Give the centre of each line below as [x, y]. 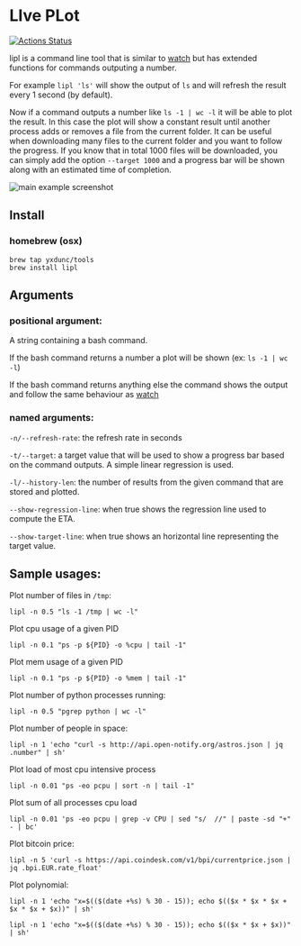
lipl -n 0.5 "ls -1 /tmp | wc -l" [74, 612]
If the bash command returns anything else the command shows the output [149, 385]
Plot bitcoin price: [42, 844]
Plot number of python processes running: [88, 696]
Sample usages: [55, 574]
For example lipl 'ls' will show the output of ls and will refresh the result [148, 85]
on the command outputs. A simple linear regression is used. [122, 464]
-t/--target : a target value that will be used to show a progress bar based [147, 455]
